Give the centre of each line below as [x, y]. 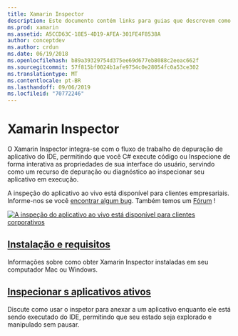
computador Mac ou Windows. [53, 270]
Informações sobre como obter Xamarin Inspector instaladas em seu [108, 262]
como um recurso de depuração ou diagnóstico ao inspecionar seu [106, 172]
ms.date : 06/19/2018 [38, 54]
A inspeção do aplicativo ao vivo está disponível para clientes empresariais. [118, 193]
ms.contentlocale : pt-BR [44, 80]
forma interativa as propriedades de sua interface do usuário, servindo [111, 164]
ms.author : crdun [33, 47]
